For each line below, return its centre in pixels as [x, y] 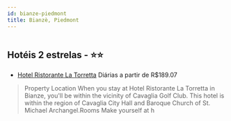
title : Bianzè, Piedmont [43, 20]
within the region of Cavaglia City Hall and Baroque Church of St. [117, 103]
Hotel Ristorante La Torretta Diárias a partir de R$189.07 [97, 75]
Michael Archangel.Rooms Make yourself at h [89, 111]
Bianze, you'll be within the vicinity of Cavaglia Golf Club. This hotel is [124, 96]
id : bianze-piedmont [37, 13]
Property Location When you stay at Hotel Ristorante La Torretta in [120, 89]
